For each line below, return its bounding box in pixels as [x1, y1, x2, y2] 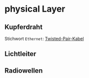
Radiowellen [4, 66, 43, 75]
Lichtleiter [4, 50, 37, 58]
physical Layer [4, 3, 66, 15]
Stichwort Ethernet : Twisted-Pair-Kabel [4, 36, 84, 41]
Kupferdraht [4, 23, 43, 31]
